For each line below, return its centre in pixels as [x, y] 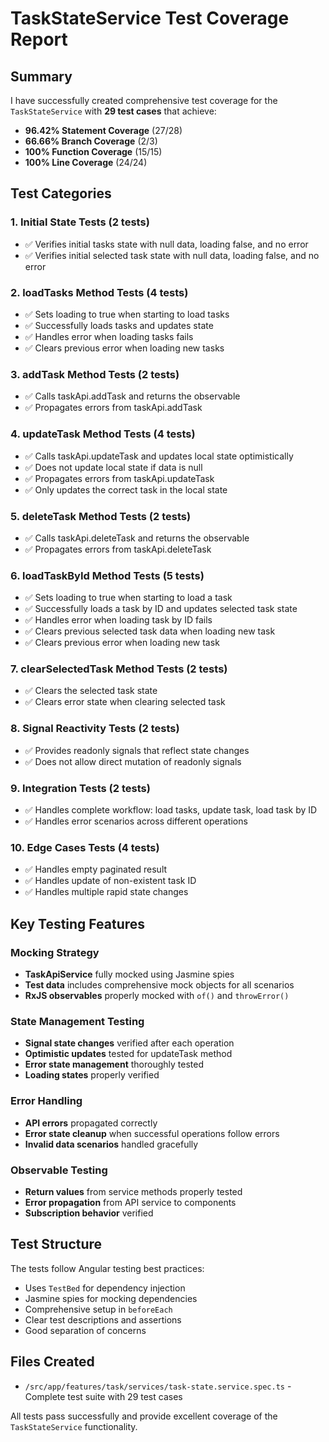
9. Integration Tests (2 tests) [80, 788]
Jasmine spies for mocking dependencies [111, 1298]
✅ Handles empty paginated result [96, 869]
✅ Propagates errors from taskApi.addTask [113, 408]
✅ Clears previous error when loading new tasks [124, 348]
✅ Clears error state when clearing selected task [125, 702]
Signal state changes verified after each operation [129, 1043]
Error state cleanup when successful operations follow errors [152, 1133]
